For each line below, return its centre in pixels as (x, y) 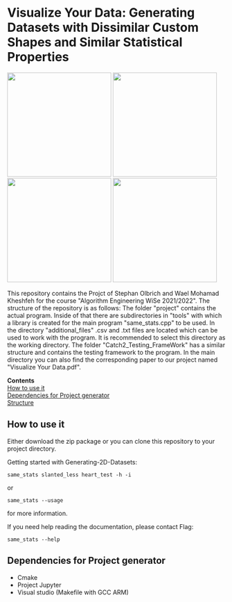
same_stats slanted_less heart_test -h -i (69, 475)
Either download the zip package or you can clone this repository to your (111, 441)
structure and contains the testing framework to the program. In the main (111, 352)
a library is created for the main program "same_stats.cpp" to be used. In (111, 323)
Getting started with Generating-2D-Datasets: (72, 462)
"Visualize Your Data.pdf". (44, 367)
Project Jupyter (39, 585)
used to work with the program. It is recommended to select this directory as (116, 337)
